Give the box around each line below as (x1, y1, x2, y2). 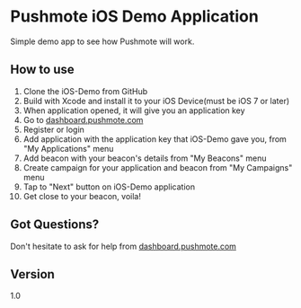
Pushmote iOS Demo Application (10, 6, 259, 27)
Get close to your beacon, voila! (22, 190, 142, 201)
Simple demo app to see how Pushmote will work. (10, 36, 195, 47)
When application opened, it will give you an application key (22, 105, 245, 116)
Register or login (22, 124, 84, 135)
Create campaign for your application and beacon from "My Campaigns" (22, 162, 293, 172)
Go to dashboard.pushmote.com (22, 114, 144, 125)
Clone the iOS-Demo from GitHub (22, 85, 148, 96)
